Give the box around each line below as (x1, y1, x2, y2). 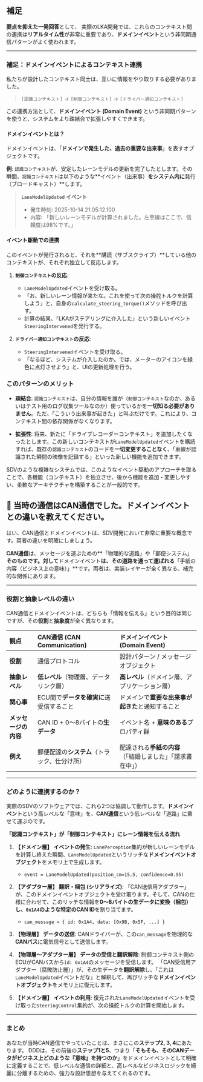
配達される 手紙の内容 (120, 743, 181, 752)
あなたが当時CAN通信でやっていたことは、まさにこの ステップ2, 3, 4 (6, 1039, 176, 1046)
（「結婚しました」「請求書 (120, 752, 193, 761)
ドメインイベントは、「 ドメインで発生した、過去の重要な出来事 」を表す (6, 145, 184, 152)
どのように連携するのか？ (6, 787, 81, 796)
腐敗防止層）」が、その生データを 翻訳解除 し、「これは (41, 966, 174, 973)
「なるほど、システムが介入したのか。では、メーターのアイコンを (24, 355, 188, 362)
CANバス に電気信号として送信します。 (14, 938, 112, 946)
